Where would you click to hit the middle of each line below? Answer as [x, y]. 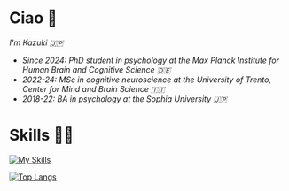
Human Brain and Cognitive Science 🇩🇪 [96, 69]
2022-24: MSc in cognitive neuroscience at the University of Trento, [147, 80]
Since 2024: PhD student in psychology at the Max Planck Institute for [151, 60]
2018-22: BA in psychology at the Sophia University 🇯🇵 [125, 99]
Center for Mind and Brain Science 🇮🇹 [94, 88]
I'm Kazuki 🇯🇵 [36, 42]
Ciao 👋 [33, 18]
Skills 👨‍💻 [42, 135]
